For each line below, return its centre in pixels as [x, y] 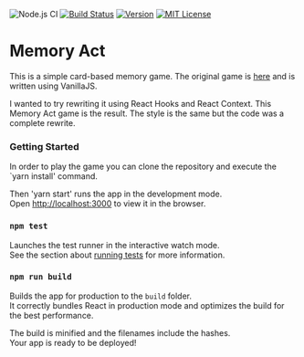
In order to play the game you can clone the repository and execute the [143, 167]
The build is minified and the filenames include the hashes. [120, 332]
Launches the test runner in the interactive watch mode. [115, 245]
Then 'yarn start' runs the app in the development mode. [116, 194]
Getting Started [44, 146]
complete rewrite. [42, 122]
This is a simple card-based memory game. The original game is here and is [152, 76]
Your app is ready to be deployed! [73, 342]
